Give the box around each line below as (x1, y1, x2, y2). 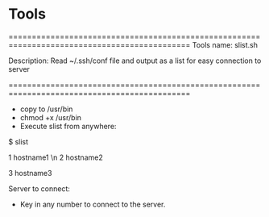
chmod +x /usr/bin (19, 112, 82, 122)
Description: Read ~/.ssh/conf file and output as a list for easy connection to (8, 56, 262, 65)
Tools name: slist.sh (192, 40, 259, 49)
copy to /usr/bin (19, 104, 73, 114)
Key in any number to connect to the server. (19, 199, 166, 209)
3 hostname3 (8, 168, 52, 177)
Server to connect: (8, 183, 71, 194)
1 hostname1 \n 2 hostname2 (8, 152, 103, 162)
